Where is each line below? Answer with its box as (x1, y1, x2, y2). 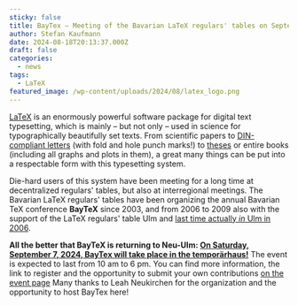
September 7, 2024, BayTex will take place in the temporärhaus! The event (9, 249, 288, 259)
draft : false (9, 46, 58, 55)
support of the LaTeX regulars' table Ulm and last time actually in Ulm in (9, 213, 271, 224)
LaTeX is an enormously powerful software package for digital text (9, 111, 252, 122)
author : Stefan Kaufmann (9, 29, 101, 38)
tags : (9, 71, 29, 80)
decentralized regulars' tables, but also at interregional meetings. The (9, 185, 263, 195)
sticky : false (9, 12, 62, 22)
